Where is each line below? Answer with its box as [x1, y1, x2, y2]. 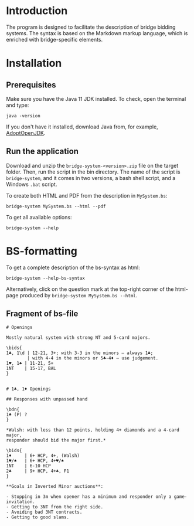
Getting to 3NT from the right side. [11, 504, 104, 510]
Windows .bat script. [6, 181, 57, 188]
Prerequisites [6, 80, 56, 90]
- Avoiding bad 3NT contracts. [6, 509, 83, 515]
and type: [6, 101, 29, 108]
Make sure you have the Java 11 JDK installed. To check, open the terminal [6, 95, 186, 102]
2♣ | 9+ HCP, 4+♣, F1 [6, 468, 69, 474]
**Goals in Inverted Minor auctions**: [6, 483, 104, 489]
